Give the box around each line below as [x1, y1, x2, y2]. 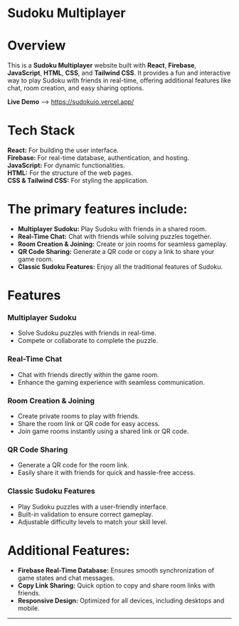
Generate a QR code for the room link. [17, 461, 129, 469]
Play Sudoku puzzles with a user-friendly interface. [17, 502, 169, 511]
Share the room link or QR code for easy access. [17, 420, 160, 428]
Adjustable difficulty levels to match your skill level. [17, 517, 168, 526]
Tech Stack [7, 122, 75, 139]
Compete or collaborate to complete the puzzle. [17, 336, 159, 345]
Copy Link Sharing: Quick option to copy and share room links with [17, 581, 216, 590]
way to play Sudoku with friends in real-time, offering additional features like [7, 76, 231, 85]
